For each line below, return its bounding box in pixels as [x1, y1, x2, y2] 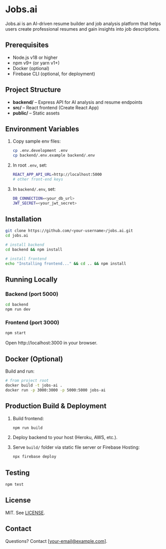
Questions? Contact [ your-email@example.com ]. [5, 538, 108, 544]
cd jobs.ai [5, 233, 29, 238]
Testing [5, 468, 30, 477]
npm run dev [5, 307, 31, 312]
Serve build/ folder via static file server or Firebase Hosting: [12, 444, 140, 450]
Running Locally [5, 275, 58, 284]
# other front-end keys [12, 177, 64, 182]
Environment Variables [5, 124, 79, 133]
